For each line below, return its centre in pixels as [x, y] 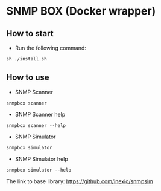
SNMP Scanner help [40, 114]
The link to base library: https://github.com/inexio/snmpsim [80, 181]
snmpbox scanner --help [36, 125]
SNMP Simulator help [41, 159]
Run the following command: [50, 48]
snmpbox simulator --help [39, 170]
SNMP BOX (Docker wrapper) [81, 11]
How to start [30, 34]
